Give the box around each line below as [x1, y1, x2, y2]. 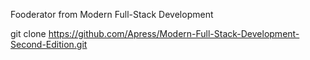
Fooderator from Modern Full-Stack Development [10, 9, 214, 20]
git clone [10, 28, 47, 39]
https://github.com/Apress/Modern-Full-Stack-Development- [48, 28, 300, 39]
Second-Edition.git [10, 39, 88, 50]
